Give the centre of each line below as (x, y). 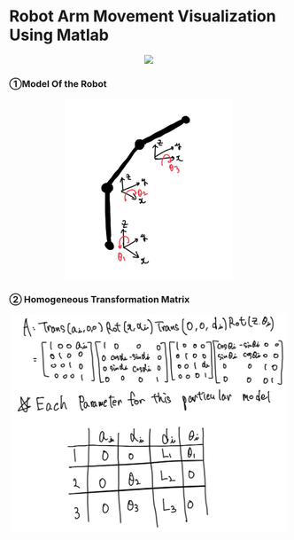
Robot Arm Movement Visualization (143, 16)
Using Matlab (59, 35)
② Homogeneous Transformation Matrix (100, 299)
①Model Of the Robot (58, 83)
